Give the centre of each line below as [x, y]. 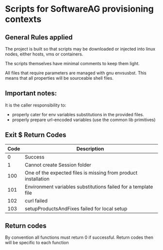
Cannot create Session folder [58, 165]
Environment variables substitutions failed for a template [89, 187]
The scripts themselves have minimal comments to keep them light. [72, 63]
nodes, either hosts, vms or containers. [44, 54]
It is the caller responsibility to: [36, 105]
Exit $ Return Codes [36, 135]
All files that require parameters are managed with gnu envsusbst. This [76, 73]
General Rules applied [39, 37]
